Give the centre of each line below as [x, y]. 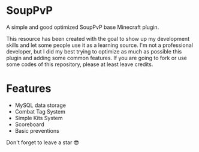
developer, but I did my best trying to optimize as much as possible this [94, 51]
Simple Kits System [39, 118]
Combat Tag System [40, 111]
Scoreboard [29, 124]
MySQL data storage [40, 105]
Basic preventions [37, 130]
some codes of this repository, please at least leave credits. [80, 64]
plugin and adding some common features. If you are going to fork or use [97, 58]
